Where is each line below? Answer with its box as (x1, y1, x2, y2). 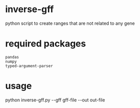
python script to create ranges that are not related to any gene (5, 20, 135, 26)
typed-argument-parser (5, 63, 53, 69)
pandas (5, 55, 19, 60)
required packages (5, 38, 86, 49)
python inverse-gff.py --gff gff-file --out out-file (5, 97, 105, 103)
